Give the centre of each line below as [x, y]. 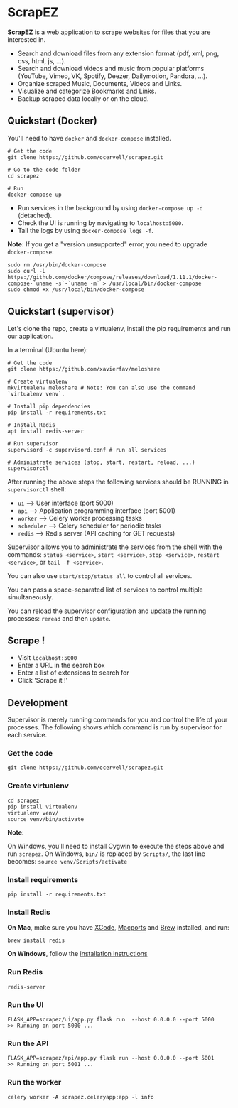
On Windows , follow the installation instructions [77, 954]
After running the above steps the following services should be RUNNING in [118, 482]
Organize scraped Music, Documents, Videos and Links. [100, 83]
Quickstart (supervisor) [61, 311]
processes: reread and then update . [59, 618]
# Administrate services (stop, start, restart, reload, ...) [101, 462]
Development [38, 703]
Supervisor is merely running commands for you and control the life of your [118, 720]
